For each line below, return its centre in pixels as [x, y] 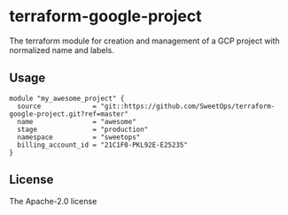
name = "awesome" [77, 121]
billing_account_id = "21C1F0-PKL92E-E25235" [103, 145]
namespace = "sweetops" [79, 137]
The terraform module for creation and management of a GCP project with [145, 41]
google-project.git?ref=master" [69, 114]
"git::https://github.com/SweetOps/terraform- [188, 106]
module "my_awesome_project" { [67, 98]
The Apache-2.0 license [53, 201]
